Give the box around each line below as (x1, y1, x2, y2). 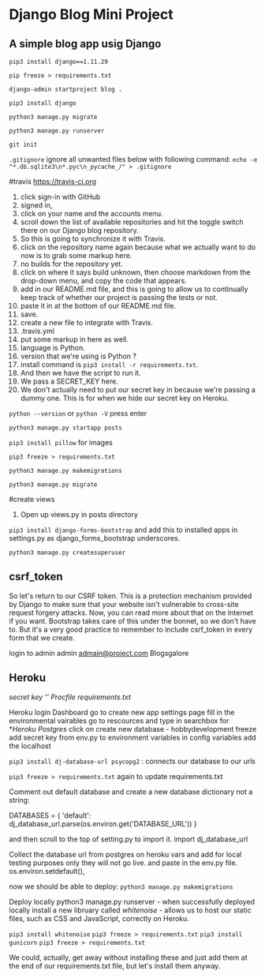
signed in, (20, 200, 53, 210)
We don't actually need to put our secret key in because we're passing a (20, 385, 256, 394)
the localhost (9, 740, 51, 751)
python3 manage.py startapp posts (9, 424, 123, 432)
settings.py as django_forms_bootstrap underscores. (9, 534, 181, 542)
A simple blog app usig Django (9, 37, 162, 51)
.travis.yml (20, 326, 54, 335)
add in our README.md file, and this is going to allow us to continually (20, 284, 248, 294)
